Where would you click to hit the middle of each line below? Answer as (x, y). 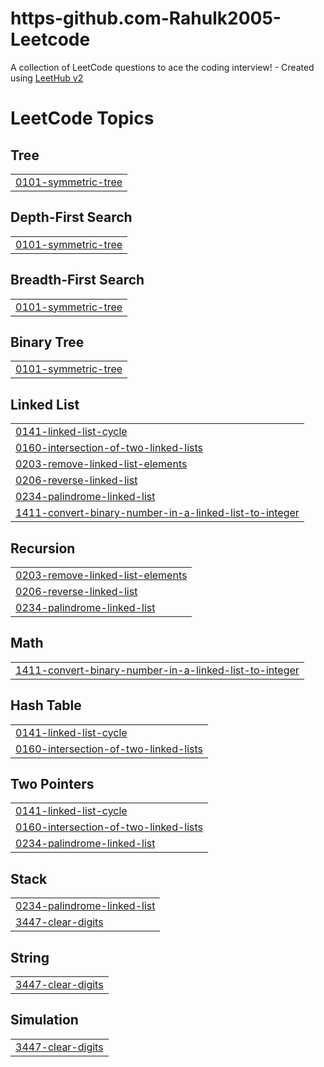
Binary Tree (47, 342)
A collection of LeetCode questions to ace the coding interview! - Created (162, 67)
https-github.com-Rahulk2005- (146, 18)
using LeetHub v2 (47, 78)
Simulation (44, 1020)
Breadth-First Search (77, 280)
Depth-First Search (71, 217)
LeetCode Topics (82, 118)
